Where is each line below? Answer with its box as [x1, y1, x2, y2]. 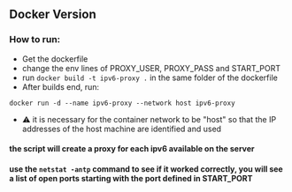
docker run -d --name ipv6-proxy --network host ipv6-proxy [9, 99, 236, 107]
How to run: [9, 33, 61, 46]
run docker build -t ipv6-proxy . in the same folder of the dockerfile [21, 72, 279, 83]
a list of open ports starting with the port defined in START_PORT [9, 173, 253, 183]
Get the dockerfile [21, 53, 88, 64]
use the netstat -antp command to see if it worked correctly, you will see [9, 163, 283, 174]
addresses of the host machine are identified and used [21, 123, 222, 134]
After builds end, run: [21, 81, 100, 92]
